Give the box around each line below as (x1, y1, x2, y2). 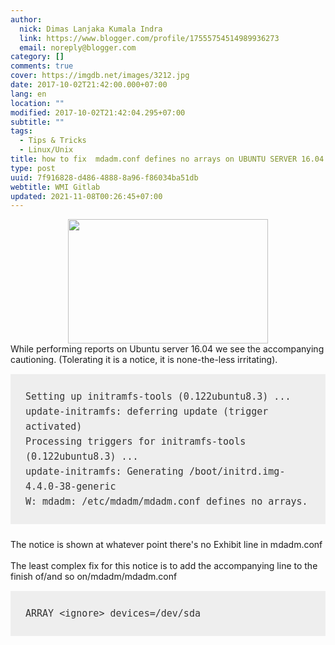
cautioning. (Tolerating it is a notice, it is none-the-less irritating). (10, 354, 278, 366)
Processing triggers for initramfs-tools (25, 436, 247, 448)
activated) (25, 421, 83, 433)
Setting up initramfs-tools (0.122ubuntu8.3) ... (25, 391, 292, 403)
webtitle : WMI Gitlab (10, 182, 101, 192)
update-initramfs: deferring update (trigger (25, 406, 269, 418)
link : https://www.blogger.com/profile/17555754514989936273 (19, 33, 280, 43)
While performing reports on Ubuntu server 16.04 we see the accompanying (10, 343, 325, 355)
